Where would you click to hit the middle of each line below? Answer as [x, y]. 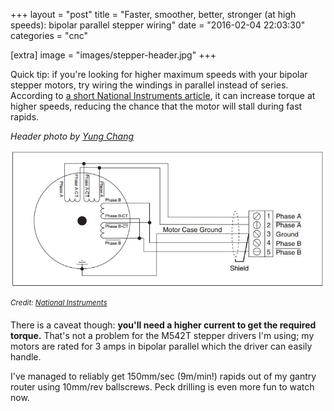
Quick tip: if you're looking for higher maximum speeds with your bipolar [159, 74]
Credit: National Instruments [59, 303]
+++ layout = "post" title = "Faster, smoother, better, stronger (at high [153, 14]
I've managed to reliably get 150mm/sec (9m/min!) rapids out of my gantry [163, 376]
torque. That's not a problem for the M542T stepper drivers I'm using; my [162, 335]
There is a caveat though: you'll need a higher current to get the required [163, 325]
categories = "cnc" [49, 35]
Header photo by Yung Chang [72, 136]
